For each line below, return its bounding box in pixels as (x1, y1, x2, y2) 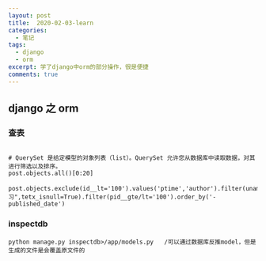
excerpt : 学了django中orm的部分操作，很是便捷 (8, 63, 149, 71)
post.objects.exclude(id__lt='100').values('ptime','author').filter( (8, 185, 246, 193)
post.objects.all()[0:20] (8, 169, 93, 178)
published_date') (8, 200, 66, 208)
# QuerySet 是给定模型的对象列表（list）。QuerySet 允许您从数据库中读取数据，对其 (8, 154, 256, 162)
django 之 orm (8, 102, 79, 115)
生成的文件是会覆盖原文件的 (8, 246, 85, 254)
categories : (8, 26, 47, 34)
